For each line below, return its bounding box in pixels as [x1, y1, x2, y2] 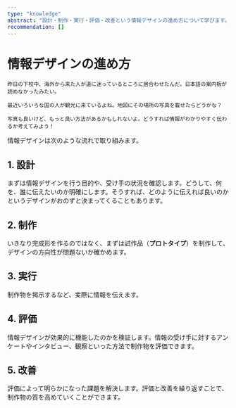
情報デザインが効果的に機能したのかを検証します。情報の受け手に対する [7, 333, 217, 341]
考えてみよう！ [17, 123, 55, 130]
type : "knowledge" [7, 10, 61, 18]
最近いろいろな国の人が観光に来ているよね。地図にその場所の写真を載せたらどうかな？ [7, 102, 223, 109]
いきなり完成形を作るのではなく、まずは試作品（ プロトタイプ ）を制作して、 [7, 238, 229, 247]
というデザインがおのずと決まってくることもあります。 [7, 196, 167, 205]
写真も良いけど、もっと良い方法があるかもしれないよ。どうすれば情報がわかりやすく [7, 115, 217, 123]
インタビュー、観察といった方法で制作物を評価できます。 [31, 342, 199, 350]
